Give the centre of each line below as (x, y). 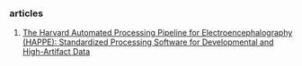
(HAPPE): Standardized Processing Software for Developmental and (148, 42)
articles (26, 13)
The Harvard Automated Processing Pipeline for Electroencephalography (157, 33)
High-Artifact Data (56, 52)
